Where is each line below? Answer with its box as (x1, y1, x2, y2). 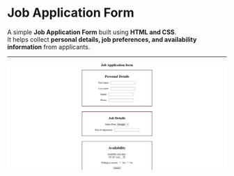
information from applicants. (7, 42, 91, 51)
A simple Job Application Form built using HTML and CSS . (7, 28, 177, 36)
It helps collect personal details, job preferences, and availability (7, 35, 197, 43)
